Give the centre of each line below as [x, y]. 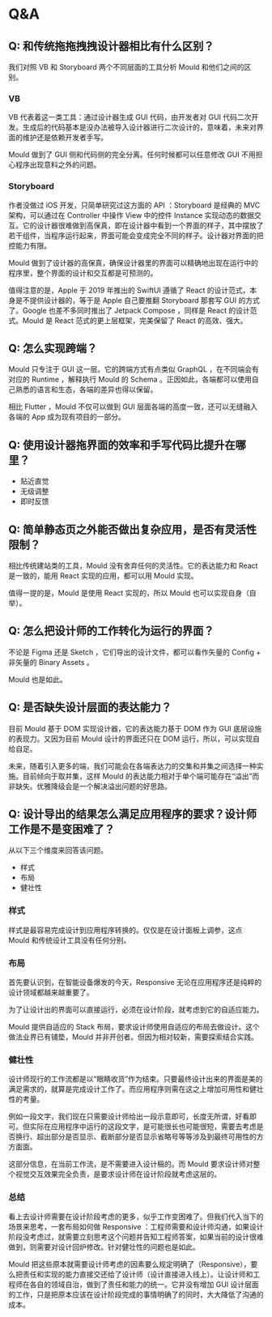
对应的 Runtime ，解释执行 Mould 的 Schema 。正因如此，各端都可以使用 [130, 379]
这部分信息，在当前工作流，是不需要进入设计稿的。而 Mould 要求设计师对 [131, 1164]
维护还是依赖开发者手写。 [65, 138]
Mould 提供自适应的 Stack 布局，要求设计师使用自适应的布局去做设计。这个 [134, 1027]
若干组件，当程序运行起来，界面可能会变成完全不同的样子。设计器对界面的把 [136, 235]
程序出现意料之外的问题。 [58, 165]
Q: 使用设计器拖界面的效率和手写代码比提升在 [122, 445]
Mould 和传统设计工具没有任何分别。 [70, 940]
